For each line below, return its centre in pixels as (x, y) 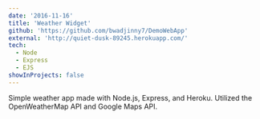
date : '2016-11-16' (41, 16)
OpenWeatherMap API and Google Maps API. (83, 106)
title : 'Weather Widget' (50, 23)
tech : (17, 46)
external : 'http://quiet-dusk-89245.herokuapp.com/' (98, 38)
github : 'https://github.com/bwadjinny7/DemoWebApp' (98, 30)
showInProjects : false (46, 75)
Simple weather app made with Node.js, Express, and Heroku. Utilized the (130, 97)
